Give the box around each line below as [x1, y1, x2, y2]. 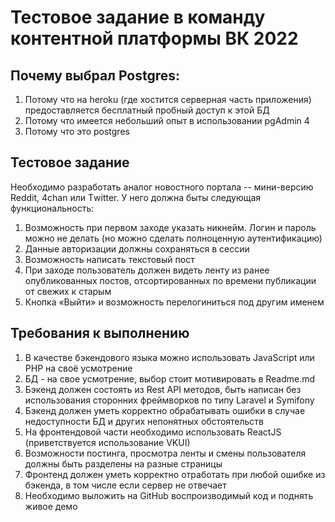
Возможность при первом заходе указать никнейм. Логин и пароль [24, 221, 317, 233]
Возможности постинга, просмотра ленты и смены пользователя [24, 447, 307, 459]
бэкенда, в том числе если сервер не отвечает [24, 479, 227, 491]
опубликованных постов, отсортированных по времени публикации [24, 274, 317, 286]
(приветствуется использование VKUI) [24, 436, 191, 448]
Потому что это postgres [24, 126, 130, 137]
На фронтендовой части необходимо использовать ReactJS [24, 426, 282, 438]
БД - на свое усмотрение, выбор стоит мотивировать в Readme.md [24, 372, 316, 385]
